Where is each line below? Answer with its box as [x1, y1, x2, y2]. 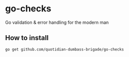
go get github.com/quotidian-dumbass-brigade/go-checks [5, 47, 124, 52]
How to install [5, 34, 49, 42]
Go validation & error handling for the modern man [5, 19, 109, 25]
